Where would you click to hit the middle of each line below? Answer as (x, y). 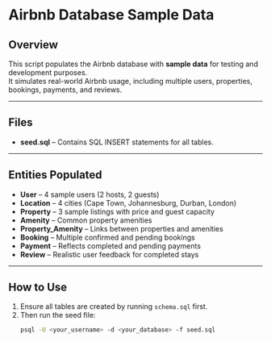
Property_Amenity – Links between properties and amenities (121, 228)
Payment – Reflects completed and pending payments (110, 246)
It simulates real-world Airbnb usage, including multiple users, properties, (130, 81)
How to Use (38, 288)
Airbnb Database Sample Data (111, 15)
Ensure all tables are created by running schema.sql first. (114, 307)
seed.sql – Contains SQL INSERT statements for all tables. (117, 142)
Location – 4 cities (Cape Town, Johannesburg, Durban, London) (128, 202)
